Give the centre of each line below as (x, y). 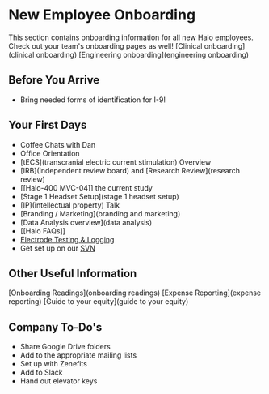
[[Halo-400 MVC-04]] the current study (86, 187)
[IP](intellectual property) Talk (70, 205)
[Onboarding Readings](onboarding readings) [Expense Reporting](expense (134, 293)
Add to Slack (41, 373)
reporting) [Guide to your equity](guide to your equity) (99, 302)
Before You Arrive (54, 80)
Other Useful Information (73, 273)
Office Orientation (50, 153)
